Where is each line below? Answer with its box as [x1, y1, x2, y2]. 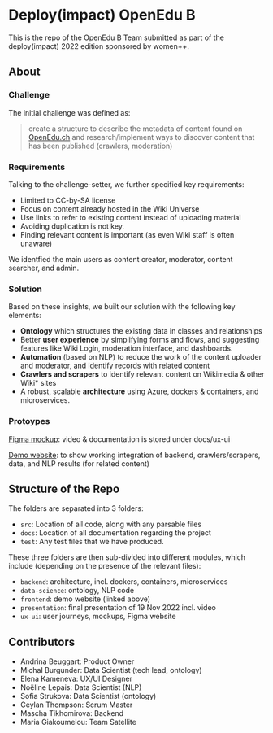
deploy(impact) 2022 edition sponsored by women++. [8, 41, 189, 50]
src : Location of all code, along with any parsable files [19, 519, 201, 530]
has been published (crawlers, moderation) [28, 141, 173, 151]
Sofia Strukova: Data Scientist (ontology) [19, 692, 157, 701]
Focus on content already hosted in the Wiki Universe [19, 203, 200, 213]
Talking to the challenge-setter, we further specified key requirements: [8, 179, 245, 189]
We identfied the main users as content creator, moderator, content [8, 254, 233, 264]
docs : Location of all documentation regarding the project [19, 528, 211, 538]
